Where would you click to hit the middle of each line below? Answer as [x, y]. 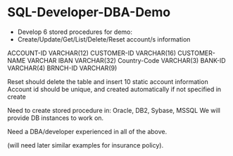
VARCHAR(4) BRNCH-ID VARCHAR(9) [62, 68]
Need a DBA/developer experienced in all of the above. [87, 131]
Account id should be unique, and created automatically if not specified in [114, 89]
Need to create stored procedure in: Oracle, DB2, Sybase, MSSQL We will [114, 110]
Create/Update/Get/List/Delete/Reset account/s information [104, 39]
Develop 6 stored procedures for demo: [75, 32]
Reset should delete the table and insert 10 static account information [108, 81]
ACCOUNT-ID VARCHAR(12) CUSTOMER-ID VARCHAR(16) [92, 53]
